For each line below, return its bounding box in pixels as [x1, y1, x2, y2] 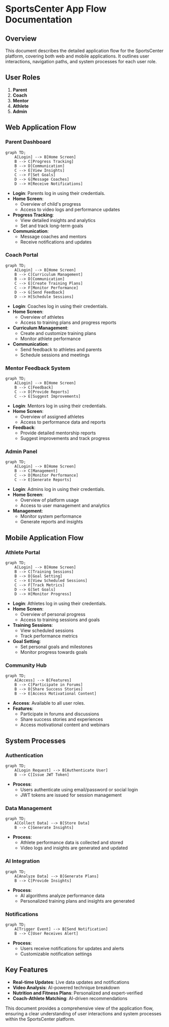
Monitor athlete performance [20, 336, 81, 342]
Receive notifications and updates [20, 239, 92, 245]
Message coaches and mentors [20, 233, 87, 239]
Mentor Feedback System [5, 365, 70, 372]
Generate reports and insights [20, 519, 83, 525]
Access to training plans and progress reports [20, 319, 117, 325]
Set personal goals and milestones [20, 644, 93, 650]
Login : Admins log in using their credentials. [12, 486, 105, 492]
